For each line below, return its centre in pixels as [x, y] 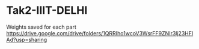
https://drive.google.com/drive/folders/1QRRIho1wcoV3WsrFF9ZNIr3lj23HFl [100, 33]
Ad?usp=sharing [27, 39]
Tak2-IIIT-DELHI [47, 10]
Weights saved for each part [41, 27]
